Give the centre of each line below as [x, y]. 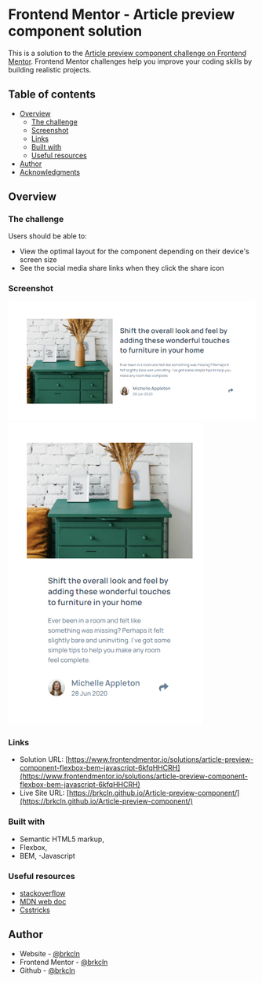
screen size [38, 260]
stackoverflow [42, 893]
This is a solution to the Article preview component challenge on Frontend [127, 53]
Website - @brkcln [49, 953]
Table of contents [52, 95]
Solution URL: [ [44, 759]
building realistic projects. [50, 69]
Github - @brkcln [47, 970]
